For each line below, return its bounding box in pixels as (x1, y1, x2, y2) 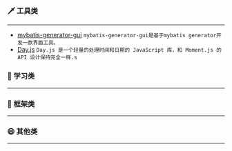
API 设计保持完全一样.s (17, 54, 77, 61)
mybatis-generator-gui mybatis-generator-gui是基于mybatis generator (17, 31, 217, 39)
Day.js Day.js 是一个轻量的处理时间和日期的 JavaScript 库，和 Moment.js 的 (17, 46, 222, 54)
